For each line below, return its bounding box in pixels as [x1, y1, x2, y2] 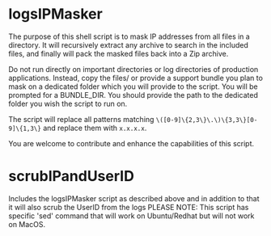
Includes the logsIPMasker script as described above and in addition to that [8, 193, 260, 203]
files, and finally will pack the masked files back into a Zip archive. [8, 48, 229, 58]
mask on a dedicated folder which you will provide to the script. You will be [8, 82, 259, 91]
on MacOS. [8, 219, 46, 229]
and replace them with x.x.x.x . [43, 123, 147, 133]
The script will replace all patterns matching [8, 114, 155, 124]
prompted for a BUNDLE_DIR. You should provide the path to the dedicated [8, 90, 259, 99]
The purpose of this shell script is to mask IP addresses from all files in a [8, 32, 251, 41]
